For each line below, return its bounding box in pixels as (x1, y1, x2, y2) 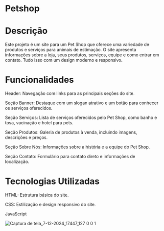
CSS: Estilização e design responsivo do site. (5, 202, 96, 207)
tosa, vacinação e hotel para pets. (5, 120, 73, 126)
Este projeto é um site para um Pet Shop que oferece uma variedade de (5, 42, 149, 47)
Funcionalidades (5, 74, 74, 86)
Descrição (5, 25, 48, 37)
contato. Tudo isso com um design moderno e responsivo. (5, 57, 123, 63)
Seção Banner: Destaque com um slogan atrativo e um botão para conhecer (5, 100, 159, 106)
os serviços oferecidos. (5, 105, 53, 111)
